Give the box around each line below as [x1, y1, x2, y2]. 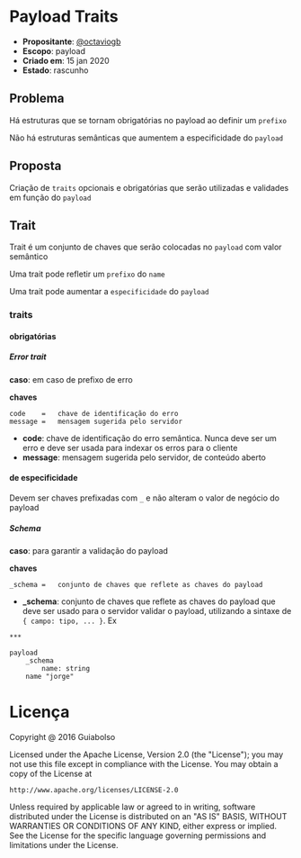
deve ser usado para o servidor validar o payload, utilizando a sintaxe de [22, 606, 292, 617]
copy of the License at [9, 768, 93, 779]
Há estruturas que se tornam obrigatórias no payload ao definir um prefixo [9, 114, 288, 125]
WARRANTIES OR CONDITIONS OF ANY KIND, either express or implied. [9, 820, 277, 831]
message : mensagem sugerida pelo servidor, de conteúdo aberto [22, 452, 267, 463]
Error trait [9, 351, 47, 362]
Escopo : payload [22, 45, 86, 56]
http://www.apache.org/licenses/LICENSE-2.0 [9, 785, 179, 794]
